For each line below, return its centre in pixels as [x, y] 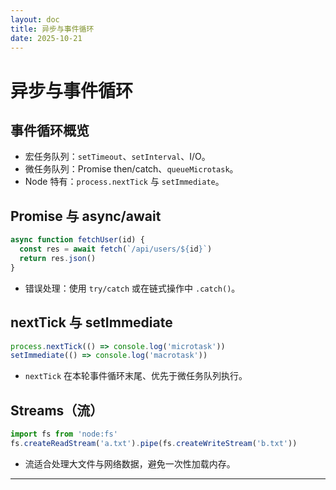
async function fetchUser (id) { [77, 240]
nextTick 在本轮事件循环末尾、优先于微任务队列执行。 [136, 376]
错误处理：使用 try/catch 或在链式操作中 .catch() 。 [132, 288]
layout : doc [35, 19]
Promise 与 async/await [86, 216]
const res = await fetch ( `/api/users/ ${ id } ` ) [116, 249]
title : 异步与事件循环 [52, 29]
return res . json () [58, 258]
